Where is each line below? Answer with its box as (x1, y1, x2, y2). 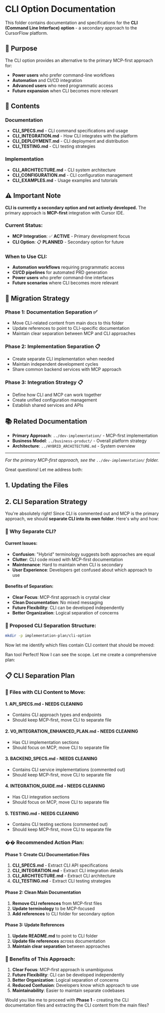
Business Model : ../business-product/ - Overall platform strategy (12, 438, 147, 444)
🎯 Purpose (5, 44, 38, 53)
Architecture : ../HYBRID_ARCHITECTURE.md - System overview (12, 443, 136, 449)
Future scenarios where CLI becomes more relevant (12, 280, 119, 286)
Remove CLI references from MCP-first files (12, 900, 102, 906)
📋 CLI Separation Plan (5, 671, 75, 680)
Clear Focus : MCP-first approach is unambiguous (12, 967, 113, 973)
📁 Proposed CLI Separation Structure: (5, 622, 97, 629)
